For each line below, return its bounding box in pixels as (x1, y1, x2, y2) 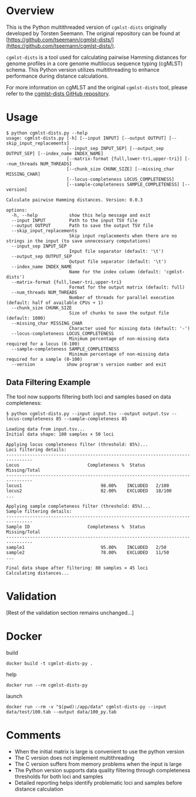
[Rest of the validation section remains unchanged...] (6, 609, 134, 616)
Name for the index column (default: (69, 269, 161, 274)
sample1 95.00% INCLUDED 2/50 (6, 544, 167, 550)
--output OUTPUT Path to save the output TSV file (11, 222, 154, 229)
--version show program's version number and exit (11, 361, 167, 367)
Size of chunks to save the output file (69, 310, 169, 316)
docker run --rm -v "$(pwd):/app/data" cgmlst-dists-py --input (6, 704, 167, 709)
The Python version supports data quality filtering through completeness (14, 766, 191, 773)
